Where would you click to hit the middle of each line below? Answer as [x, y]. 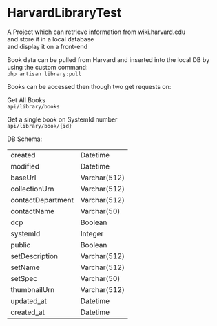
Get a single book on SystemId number [62, 119]
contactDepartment [42, 200]
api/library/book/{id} [40, 126]
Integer [92, 233]
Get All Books [27, 100]
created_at [28, 312]
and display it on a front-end [48, 46]
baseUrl [23, 178]
